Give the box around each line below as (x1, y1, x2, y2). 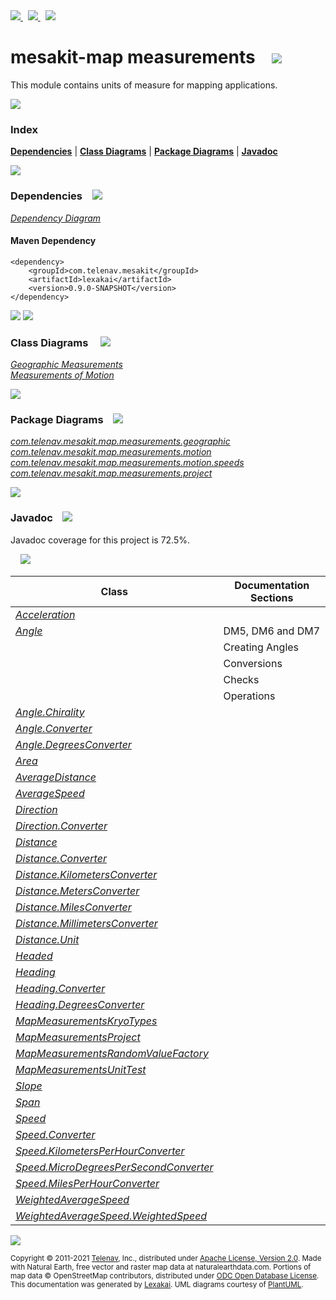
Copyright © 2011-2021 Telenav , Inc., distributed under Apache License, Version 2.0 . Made (10, 1253, 322, 1263)
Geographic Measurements (10, 359, 123, 371)
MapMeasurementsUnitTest (15, 1062, 147, 1076)
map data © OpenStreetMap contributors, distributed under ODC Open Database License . (10, 1270, 320, 1281)
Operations (223, 689, 276, 703)
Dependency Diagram (10, 212, 102, 224)
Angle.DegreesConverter (15, 737, 132, 751)
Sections (250, 590, 294, 604)
